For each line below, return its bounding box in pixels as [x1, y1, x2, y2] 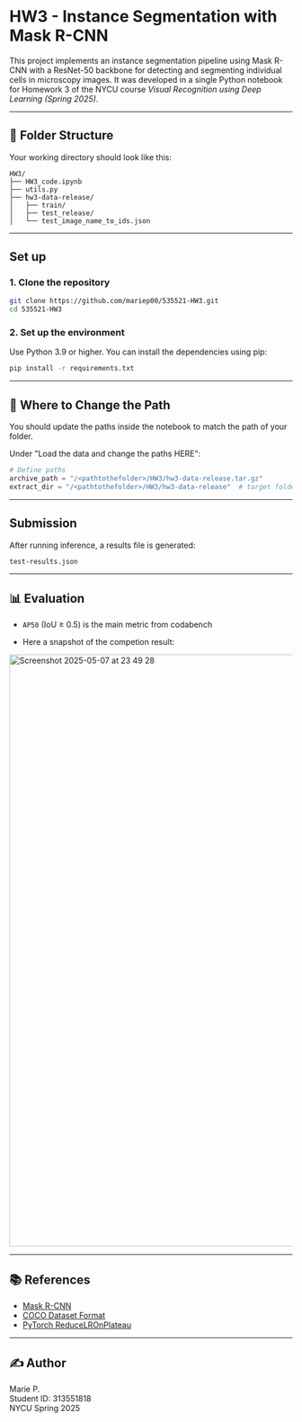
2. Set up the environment [9, 326, 125, 339]
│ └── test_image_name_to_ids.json [9, 216, 151, 226]
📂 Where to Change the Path [9, 398, 171, 413]
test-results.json [9, 557, 78, 566]
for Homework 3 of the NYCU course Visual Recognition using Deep [9, 84, 262, 94]
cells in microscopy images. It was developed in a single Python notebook [9, 74, 283, 85]
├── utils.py [9, 184, 58, 194]
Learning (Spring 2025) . [9, 93, 99, 104]
